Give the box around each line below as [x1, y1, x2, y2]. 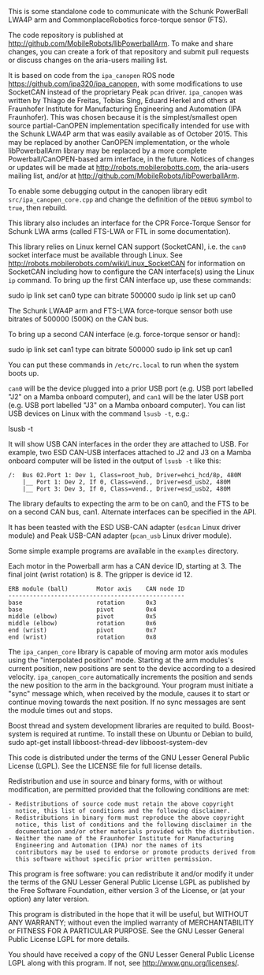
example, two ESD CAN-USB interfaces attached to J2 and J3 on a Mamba [8, 448, 251, 457]
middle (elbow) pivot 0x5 [8, 613, 157, 621]
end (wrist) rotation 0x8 [8, 633, 157, 641]
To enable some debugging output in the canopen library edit [8, 187, 207, 195]
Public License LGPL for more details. [8, 935, 130, 943]
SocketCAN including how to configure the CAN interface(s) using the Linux [8, 267, 255, 276]
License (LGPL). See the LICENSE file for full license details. [8, 762, 203, 770]
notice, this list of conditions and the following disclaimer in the [15, 821, 252, 829]
